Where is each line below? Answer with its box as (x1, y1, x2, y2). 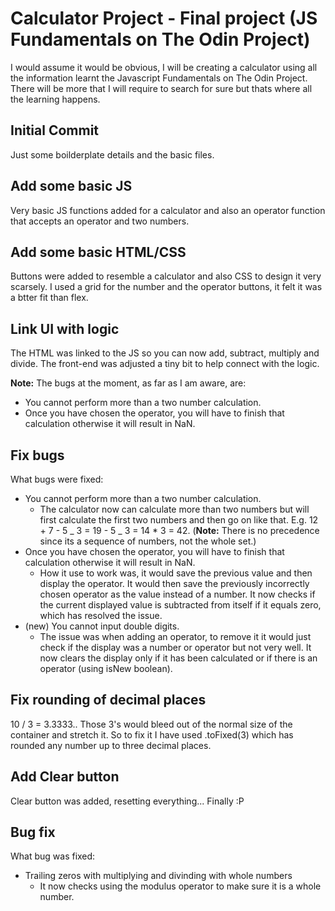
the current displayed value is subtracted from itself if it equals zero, (39, 599, 322, 611)
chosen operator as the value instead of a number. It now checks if (39, 588, 316, 600)
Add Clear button (10, 768, 120, 786)
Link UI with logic (10, 320, 120, 337)
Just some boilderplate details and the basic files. (10, 148, 215, 161)
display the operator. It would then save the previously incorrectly (39, 578, 310, 589)
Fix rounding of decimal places (10, 692, 207, 709)
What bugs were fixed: (10, 473, 104, 485)
